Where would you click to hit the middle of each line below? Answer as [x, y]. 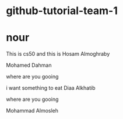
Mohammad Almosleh [32, 111]
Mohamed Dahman [29, 65]
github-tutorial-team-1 [62, 11]
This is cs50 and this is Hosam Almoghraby [58, 54]
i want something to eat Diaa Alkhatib [51, 88]
